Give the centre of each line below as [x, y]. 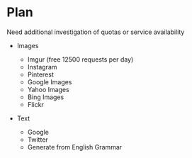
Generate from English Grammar [75, 147]
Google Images [50, 81]
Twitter [38, 140]
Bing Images [46, 97]
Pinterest [40, 74]
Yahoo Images [48, 89]
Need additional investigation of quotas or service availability [96, 32]
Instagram [42, 67]
